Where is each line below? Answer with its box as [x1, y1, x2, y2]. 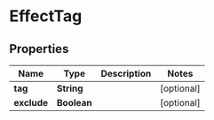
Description [100, 68, 152, 79]
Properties [9, 41, 69, 56]
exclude [13, 97, 49, 109]
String [56, 82, 83, 94]
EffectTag [9, 6, 83, 26]
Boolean [56, 97, 92, 109]
